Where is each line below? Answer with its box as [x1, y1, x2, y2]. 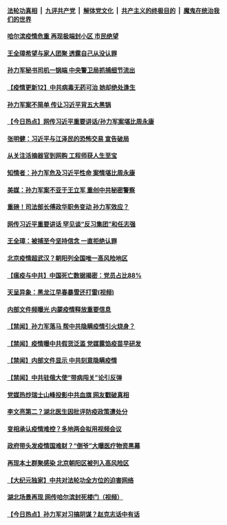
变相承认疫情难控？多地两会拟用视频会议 [7, 424, 122, 433]
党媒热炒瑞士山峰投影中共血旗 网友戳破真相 [7, 390, 129, 399]
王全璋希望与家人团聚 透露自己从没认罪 [7, 49, 118, 57]
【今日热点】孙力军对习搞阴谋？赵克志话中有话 [7, 510, 140, 518]
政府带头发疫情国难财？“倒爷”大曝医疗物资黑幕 [7, 442, 141, 450]
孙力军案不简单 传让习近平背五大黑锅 [7, 100, 111, 108]
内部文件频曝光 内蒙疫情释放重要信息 [7, 305, 111, 313]
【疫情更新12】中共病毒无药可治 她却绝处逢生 [7, 83, 136, 91]
